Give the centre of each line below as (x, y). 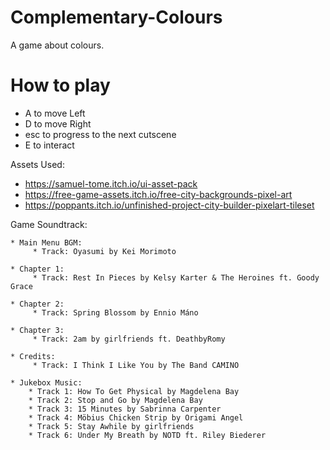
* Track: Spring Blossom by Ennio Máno (115, 312)
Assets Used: (37, 164)
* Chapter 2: (37, 304)
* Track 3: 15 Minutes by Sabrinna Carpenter (125, 409)
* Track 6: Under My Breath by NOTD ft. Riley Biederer (147, 435)
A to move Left (55, 113)
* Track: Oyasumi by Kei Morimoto (104, 251)
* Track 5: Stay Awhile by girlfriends (111, 426)
